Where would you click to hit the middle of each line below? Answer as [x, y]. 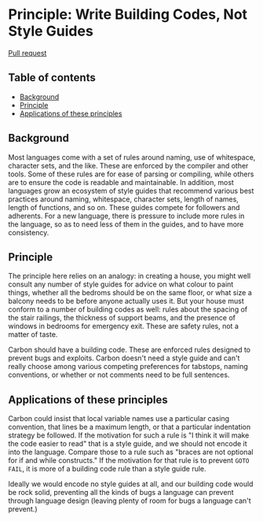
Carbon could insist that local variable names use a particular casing [119, 419]
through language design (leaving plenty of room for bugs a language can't [130, 501]
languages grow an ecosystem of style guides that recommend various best [131, 190]
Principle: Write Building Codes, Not [128, 15]
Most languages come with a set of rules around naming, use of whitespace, [132, 157]
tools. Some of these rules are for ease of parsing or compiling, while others [131, 174]
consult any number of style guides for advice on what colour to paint [121, 284]
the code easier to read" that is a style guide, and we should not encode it [128, 444]
